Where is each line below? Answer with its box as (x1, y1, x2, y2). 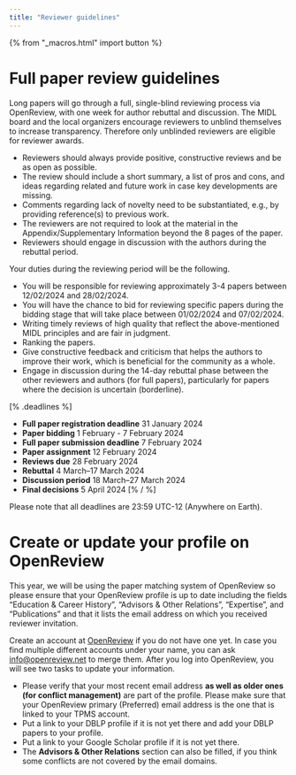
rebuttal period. (21, 246, 79, 257)
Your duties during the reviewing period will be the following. (9, 263, 231, 274)
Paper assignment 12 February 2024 (21, 446, 157, 457)
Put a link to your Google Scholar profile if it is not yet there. (21, 736, 240, 748)
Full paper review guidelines (9, 68, 221, 88)
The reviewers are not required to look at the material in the (21, 218, 239, 228)
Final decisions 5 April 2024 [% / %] (21, 484, 156, 495)
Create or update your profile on (9, 532, 250, 552)
